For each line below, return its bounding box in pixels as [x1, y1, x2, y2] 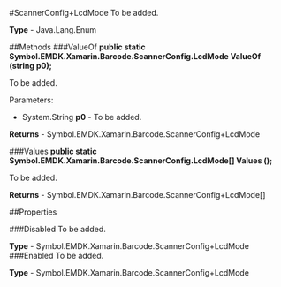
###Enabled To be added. [9, 251, 104, 261]
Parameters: [9, 94, 54, 105]
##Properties [9, 207, 57, 217]
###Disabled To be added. [9, 224, 106, 234]
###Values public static [9, 146, 97, 156]
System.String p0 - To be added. [21, 112, 142, 122]
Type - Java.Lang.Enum [9, 25, 97, 34]
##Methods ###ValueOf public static [9, 42, 146, 52]
